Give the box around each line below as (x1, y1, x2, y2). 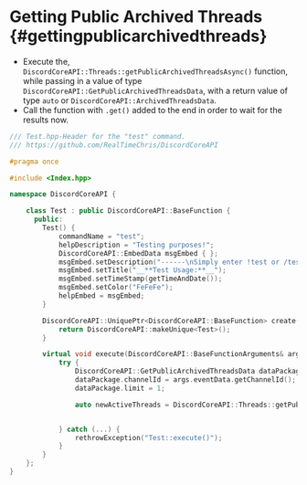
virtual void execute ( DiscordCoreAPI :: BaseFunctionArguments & (42, 350, 284, 359)
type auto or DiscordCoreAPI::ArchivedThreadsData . (22, 94, 217, 106)
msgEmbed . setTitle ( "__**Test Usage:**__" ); (58, 266, 227, 275)
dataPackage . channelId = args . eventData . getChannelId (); (74, 375, 297, 385)
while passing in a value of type (22, 75, 143, 86)
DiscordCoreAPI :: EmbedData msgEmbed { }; (58, 248, 219, 258)
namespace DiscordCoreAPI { (9, 190, 117, 199)
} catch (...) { (58, 425, 121, 434)
